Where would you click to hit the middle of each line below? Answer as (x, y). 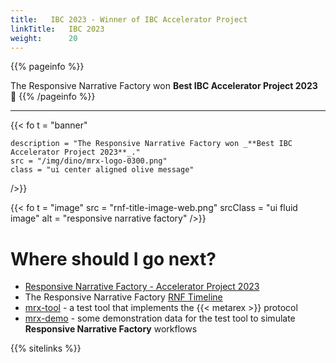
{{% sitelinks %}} (46, 348)
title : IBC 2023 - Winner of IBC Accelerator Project (129, 19)
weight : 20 (44, 38)
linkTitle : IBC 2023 (57, 29)
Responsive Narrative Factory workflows (111, 329)
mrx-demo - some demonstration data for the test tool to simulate (160, 318)
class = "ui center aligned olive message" (102, 170)
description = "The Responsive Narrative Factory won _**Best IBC (151, 144)
